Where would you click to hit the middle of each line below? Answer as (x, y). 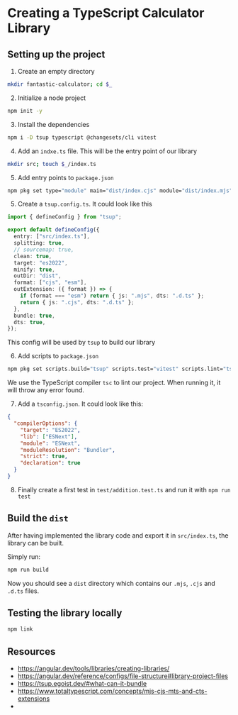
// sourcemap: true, (44, 250)
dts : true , (30, 322)
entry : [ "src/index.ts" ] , (52, 237)
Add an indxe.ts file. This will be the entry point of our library (107, 151)
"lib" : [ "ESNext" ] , (49, 437)
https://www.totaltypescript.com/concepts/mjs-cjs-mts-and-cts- (112, 691)
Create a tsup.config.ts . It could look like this (85, 204)
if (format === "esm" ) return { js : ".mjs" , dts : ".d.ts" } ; (112, 296)
